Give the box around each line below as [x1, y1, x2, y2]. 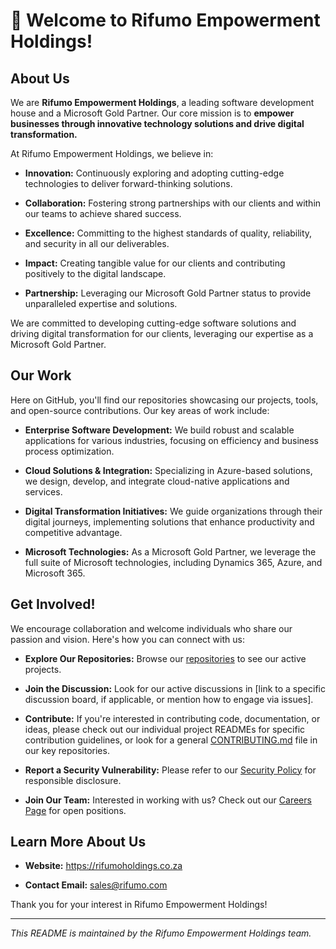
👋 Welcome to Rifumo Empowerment [10, 9, 321, 32]
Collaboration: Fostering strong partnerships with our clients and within [24, 197, 322, 209]
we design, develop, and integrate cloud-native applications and [24, 475, 290, 487]
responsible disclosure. [24, 774, 122, 786]
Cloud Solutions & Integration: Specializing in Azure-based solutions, [24, 464, 313, 476]
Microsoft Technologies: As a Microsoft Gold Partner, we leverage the [24, 545, 317, 558]
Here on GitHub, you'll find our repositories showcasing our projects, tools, [10, 394, 319, 406]
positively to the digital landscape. [24, 268, 167, 279]
